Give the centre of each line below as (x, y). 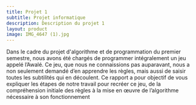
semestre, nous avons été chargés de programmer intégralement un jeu (96, 58)
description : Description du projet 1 (55, 23)
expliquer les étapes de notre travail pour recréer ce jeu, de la (84, 84)
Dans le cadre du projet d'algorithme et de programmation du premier (94, 52)
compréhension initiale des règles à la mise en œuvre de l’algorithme (93, 90)
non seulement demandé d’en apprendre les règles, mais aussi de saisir (96, 71)
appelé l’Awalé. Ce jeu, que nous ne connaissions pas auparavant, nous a (98, 65)
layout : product (27, 29)
